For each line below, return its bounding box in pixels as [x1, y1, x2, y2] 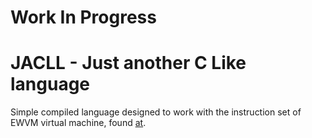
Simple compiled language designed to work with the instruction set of [10, 106, 302, 118]
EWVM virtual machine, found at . [10, 117, 147, 129]
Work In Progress [10, 6, 157, 29]
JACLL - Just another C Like [10, 52, 247, 75]
